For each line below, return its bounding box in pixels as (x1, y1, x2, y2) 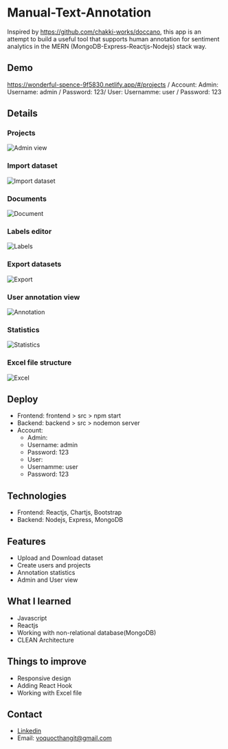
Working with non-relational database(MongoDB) (16, 628, 157, 637)
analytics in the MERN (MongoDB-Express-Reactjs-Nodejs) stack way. (7, 42, 207, 50)
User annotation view (7, 292, 80, 302)
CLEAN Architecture (16, 636, 74, 644)
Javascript (16, 614, 47, 622)
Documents (7, 194, 47, 204)
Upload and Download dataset (16, 554, 104, 562)
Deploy (7, 393, 38, 405)
